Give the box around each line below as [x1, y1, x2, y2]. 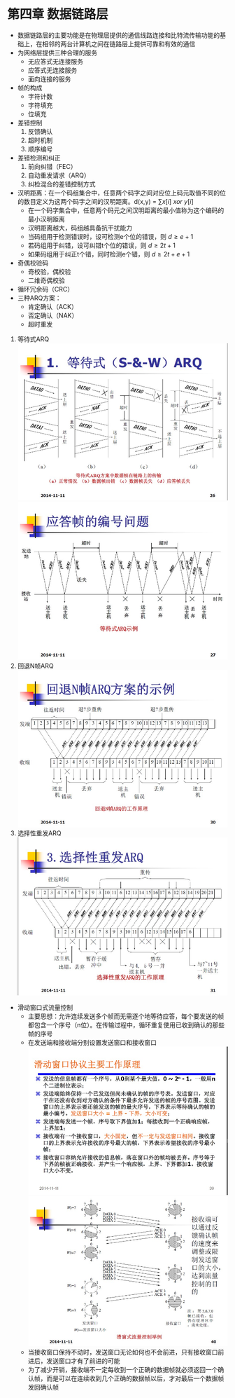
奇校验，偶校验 [27, 267, 71, 275]
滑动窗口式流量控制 [17, 1003, 73, 1011]
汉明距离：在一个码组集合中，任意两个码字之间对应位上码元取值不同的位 [17, 189, 226, 197]
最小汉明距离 [27, 214, 65, 223]
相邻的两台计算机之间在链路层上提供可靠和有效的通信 [41, 39, 196, 48]
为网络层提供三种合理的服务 [17, 48, 98, 57]
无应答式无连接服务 [27, 57, 84, 65]
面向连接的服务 [27, 74, 71, 83]
